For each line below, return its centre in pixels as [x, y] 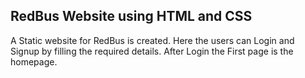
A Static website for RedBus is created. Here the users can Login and [152, 40]
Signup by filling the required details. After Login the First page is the [152, 51]
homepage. [34, 61]
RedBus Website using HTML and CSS [131, 16]
